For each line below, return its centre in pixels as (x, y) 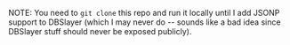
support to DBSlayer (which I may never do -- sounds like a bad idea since (145, 22)
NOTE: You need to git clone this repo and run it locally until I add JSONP (144, 13)
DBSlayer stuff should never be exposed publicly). (100, 31)
